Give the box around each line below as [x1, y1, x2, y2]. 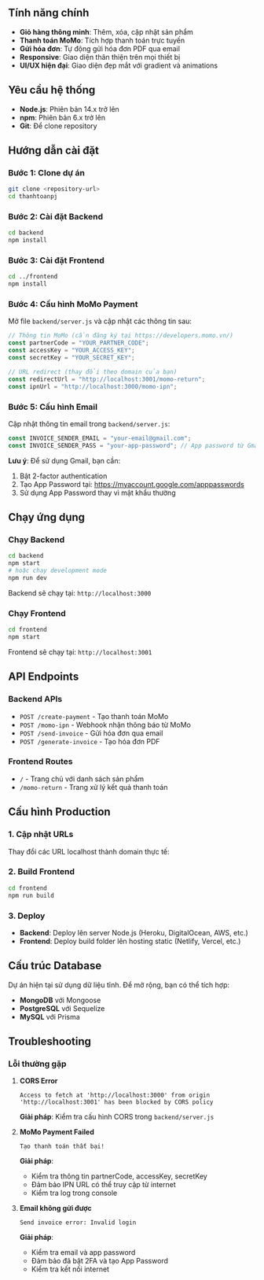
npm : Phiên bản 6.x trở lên [19, 113, 106, 122]
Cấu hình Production [8, 806, 112, 819]
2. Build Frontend [8, 866, 75, 877]
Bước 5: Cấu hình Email [8, 401, 98, 412]
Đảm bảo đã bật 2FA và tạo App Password [31, 1256, 169, 1266]
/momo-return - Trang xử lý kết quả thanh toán [19, 782, 168, 791]
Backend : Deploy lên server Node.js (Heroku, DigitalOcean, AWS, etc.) [19, 928, 249, 937]
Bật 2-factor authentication [19, 471, 108, 481]
